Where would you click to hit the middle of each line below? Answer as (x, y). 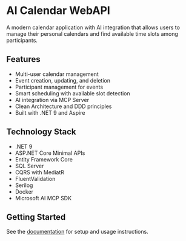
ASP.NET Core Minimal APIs (50, 153)
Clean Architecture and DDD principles (63, 106)
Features (23, 59)
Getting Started (36, 217)
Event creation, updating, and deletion (63, 80)
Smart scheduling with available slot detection (72, 93)
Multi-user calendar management (57, 74)
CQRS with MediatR (40, 172)
